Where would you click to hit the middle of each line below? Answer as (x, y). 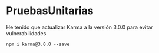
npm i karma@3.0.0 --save (38, 44)
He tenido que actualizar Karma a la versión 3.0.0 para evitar (79, 27)
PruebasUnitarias (50, 11)
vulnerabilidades (26, 33)
